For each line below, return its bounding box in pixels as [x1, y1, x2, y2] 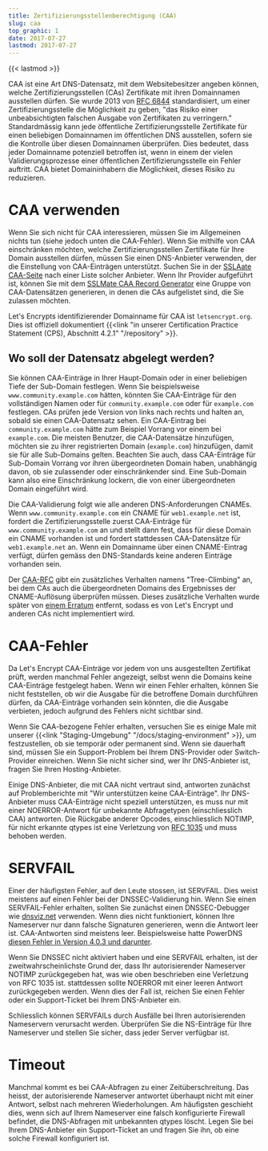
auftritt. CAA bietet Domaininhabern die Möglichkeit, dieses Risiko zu [8, 165, 235, 174]
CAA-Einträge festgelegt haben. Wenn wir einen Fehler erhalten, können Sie [8, 680, 258, 690]
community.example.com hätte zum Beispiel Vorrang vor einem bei [8, 424, 222, 433]
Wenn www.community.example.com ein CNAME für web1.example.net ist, [8, 507, 242, 518]
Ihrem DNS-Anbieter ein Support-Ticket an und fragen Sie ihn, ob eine [8, 1125, 239, 1134]
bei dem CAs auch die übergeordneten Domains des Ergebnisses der [8, 583, 236, 592]
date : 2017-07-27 [8, 34, 66, 43]
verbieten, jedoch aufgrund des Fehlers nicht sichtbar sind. [8, 706, 203, 715]
